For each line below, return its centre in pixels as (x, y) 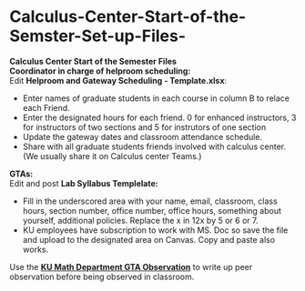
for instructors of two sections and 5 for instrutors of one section (144, 127)
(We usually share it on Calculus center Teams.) (112, 156)
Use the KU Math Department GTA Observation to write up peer (131, 266)
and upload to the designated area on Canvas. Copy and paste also (149, 239)
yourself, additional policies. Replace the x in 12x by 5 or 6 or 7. (140, 220)
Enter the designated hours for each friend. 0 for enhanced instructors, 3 (159, 117)
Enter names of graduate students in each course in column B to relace (156, 98)
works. (35, 249)
